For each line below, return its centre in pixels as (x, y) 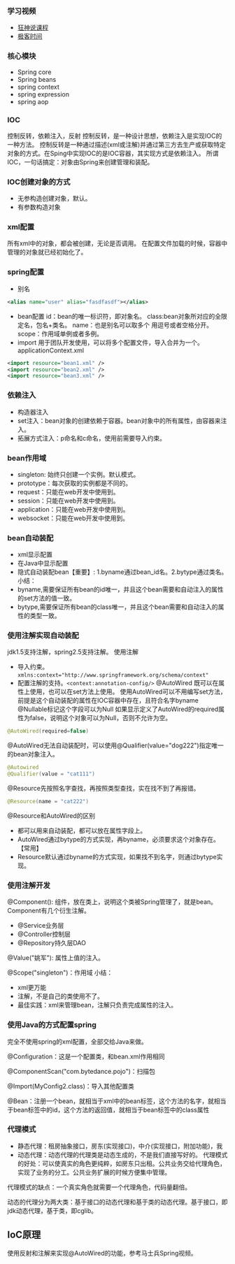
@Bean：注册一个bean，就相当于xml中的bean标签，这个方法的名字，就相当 (117, 1101)
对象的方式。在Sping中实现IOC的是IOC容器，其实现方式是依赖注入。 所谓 (113, 153)
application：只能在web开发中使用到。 (73, 509)
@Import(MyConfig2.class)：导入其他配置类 (71, 1086)
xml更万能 (32, 988)
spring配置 (26, 272)
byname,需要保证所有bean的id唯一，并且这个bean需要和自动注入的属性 (120, 589)
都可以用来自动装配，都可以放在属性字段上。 (82, 831)
